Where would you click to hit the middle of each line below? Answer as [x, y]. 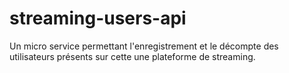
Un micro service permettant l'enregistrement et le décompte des [144, 46]
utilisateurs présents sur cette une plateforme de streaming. [132, 56]
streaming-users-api [98, 18]
